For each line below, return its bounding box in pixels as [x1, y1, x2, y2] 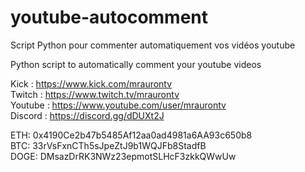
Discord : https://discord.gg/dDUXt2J [10, 109, 165, 121]
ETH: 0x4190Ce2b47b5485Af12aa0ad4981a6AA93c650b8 [10, 129, 253, 141]
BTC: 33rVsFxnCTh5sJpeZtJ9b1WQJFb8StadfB [10, 139, 207, 151]
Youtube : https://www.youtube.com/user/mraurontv [10, 99, 227, 111]
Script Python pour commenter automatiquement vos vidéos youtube [10, 39, 296, 51]
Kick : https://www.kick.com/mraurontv [10, 77, 173, 90]
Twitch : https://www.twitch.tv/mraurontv [10, 88, 180, 100]
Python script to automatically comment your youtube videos [10, 58, 262, 70]
